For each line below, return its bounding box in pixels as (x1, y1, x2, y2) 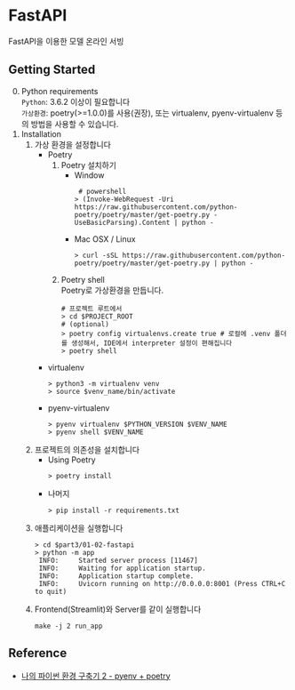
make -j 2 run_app (34, 622, 103, 630)
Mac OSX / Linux (74, 233, 136, 245)
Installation (20, 128, 62, 139)
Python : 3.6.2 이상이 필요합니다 (20, 96, 131, 107)
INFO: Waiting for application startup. (38, 564, 206, 573)
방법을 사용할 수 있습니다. (30, 118, 119, 129)
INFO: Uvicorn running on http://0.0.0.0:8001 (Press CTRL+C (38, 579, 286, 588)
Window (74, 170, 105, 181)
